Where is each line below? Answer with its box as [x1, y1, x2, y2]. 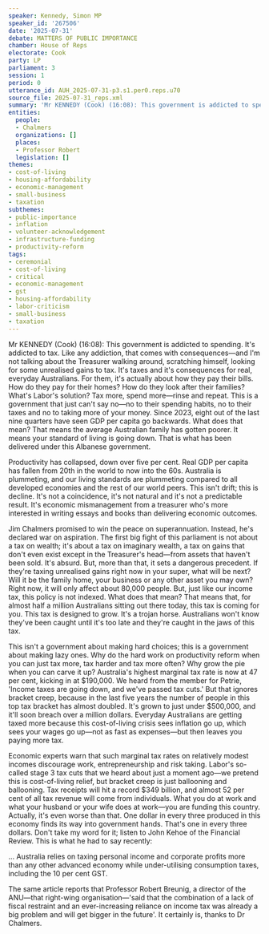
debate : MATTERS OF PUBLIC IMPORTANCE [8, 34, 138, 42]
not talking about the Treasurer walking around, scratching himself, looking [8, 356, 255, 366]
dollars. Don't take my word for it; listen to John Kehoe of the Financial [8, 827, 240, 837]
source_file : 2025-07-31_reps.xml [8, 94, 124, 102]
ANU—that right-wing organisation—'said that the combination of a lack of [8, 892, 254, 902]
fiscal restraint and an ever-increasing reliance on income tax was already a [8, 901, 259, 911]
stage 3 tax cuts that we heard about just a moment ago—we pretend [30, 767, 259, 778]
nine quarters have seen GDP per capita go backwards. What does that [8, 416, 243, 426]
